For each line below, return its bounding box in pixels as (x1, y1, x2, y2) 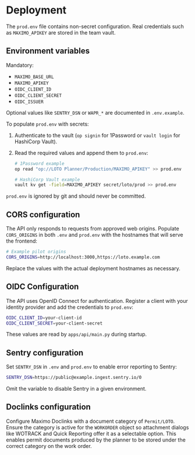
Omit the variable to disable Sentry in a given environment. (6, 385, 147, 392)
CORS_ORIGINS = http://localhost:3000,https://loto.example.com (6, 254, 160, 260)
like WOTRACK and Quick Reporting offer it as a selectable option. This (6, 430, 176, 437)
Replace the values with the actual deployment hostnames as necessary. (6, 264, 180, 272)
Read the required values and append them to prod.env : (14, 149, 148, 156)
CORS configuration (6, 209, 80, 219)
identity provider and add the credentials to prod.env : (6, 304, 134, 311)
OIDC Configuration (6, 282, 79, 292)
